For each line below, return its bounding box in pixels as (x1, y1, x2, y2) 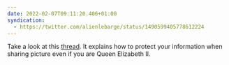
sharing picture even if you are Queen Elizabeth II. (7, 50, 152, 58)
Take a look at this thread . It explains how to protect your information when (7, 43, 223, 51)
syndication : (7, 17, 45, 24)
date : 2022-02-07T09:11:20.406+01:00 (7, 10, 117, 17)
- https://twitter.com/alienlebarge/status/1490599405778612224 (13, 23, 205, 30)
